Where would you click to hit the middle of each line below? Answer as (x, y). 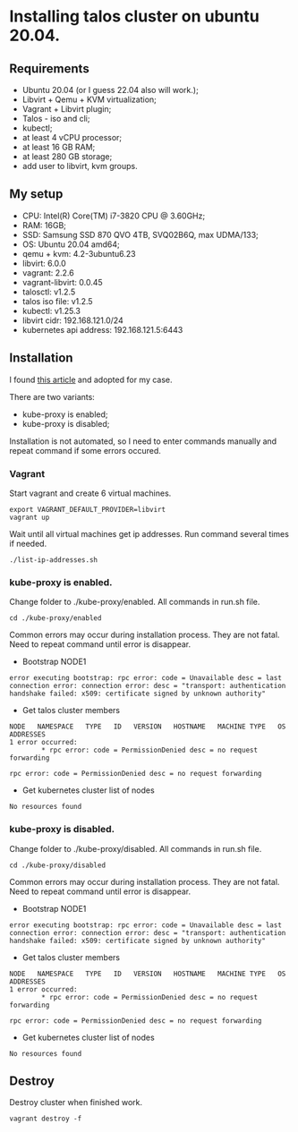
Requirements (49, 68)
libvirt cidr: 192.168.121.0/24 (72, 320)
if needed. (28, 543)
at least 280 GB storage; (67, 157)
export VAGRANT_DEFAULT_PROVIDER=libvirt (88, 509)
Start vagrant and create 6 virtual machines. (90, 493)
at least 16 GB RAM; (59, 147)
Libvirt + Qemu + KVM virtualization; (89, 99)
